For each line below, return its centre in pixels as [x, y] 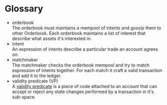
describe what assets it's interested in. [52, 38]
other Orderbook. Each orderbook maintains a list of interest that [79, 33]
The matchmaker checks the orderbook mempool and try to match [81, 65]
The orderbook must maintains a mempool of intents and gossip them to [87, 27]
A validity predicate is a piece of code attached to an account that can [85, 86]
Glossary [24, 9]
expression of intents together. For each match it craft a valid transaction [87, 70]
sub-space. [24, 97]
